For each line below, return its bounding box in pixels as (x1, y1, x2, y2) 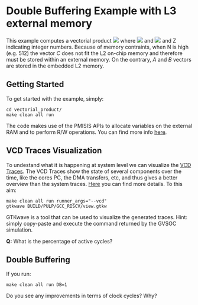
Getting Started (6, 79, 64, 89)
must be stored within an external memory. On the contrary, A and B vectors (6, 56, 192, 63)
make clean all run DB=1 (6, 282, 67, 288)
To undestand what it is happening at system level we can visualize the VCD (6, 161, 191, 168)
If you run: (6, 271, 31, 278)
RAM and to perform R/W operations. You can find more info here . (6, 129, 167, 136)
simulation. (6, 226, 33, 233)
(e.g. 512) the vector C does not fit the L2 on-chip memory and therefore (6, 49, 183, 57)
